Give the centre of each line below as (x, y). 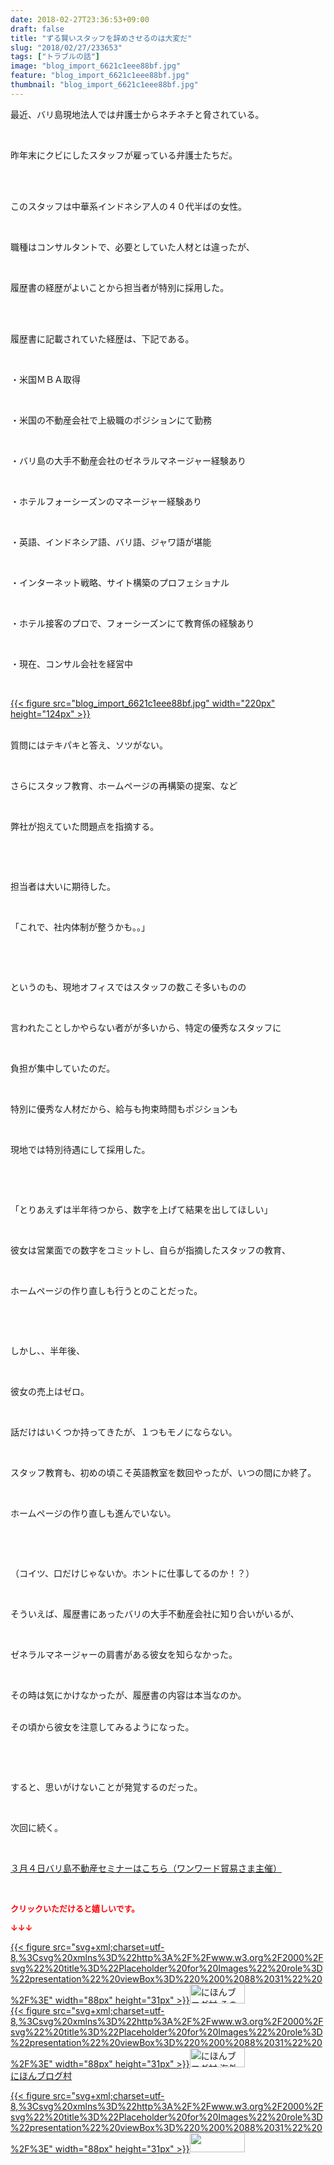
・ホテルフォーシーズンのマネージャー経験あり (106, 501)
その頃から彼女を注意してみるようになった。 (102, 1727)
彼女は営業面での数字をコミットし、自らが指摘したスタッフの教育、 (150, 1250)
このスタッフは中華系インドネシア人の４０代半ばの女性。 (128, 206)
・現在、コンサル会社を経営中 (71, 663)
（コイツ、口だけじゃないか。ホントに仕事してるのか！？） (132, 1573)
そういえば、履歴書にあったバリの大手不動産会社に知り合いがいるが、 (155, 1613)
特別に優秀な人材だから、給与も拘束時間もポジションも (124, 1108)
